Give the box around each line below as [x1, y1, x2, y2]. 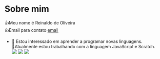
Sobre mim [4, 3, 49, 15]
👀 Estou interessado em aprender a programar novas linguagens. [11, 38, 142, 44]
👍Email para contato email [4, 27, 59, 33]
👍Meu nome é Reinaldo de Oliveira [4, 20, 76, 25]
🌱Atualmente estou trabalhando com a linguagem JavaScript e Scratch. [11, 43, 156, 49]
